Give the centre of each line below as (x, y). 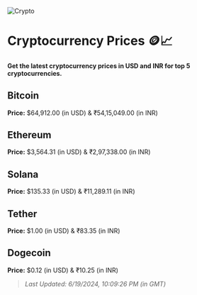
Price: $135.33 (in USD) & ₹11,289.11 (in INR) (71, 191)
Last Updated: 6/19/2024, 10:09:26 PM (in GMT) (95, 284)
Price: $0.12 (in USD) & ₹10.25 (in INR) (63, 270)
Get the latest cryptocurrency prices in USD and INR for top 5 (99, 66)
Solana (23, 174)
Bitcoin (23, 96)
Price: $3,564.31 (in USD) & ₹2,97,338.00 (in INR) (79, 152)
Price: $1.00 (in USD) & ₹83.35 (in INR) (64, 231)
